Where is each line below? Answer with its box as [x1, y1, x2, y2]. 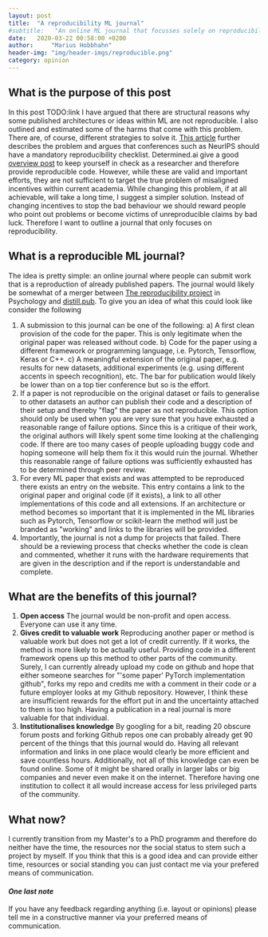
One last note [8, 886, 54, 896]
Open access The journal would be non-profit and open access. [19, 611, 231, 621]
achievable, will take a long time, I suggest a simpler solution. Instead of [8, 192, 245, 202]
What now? [8, 813, 66, 827]
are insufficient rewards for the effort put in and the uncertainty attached [19, 696, 259, 706]
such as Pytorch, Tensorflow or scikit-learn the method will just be [19, 515, 238, 525]
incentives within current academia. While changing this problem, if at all [8, 183, 247, 193]
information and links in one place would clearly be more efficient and [19, 747, 250, 757]
